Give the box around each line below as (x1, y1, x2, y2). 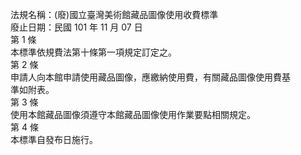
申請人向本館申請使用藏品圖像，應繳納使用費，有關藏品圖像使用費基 (10, 71, 291, 83)
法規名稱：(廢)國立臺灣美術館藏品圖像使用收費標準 (10, 9, 219, 20)
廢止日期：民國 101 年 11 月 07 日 (10, 21, 143, 33)
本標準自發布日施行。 (10, 134, 98, 145)
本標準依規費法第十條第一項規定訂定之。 (10, 46, 177, 58)
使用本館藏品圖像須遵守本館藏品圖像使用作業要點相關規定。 (10, 109, 256, 120)
